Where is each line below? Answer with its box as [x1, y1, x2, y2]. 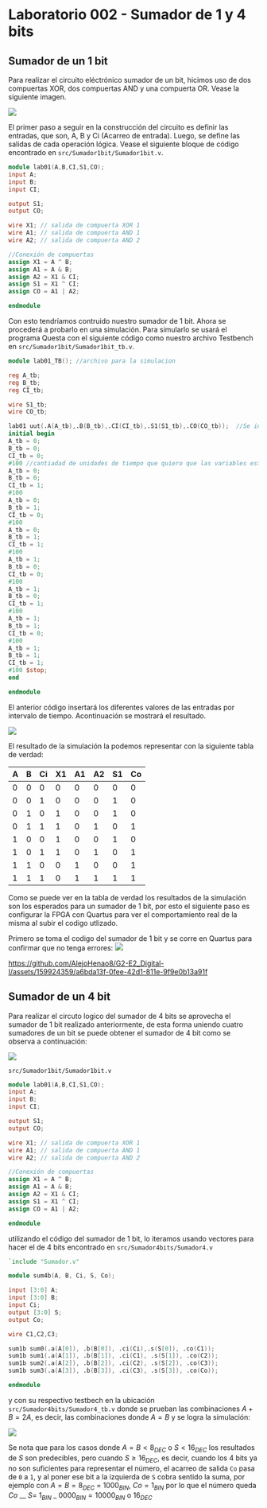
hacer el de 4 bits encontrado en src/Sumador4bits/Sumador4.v [8, 1242, 213, 1252]
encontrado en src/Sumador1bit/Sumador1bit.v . [8, 148, 164, 157]
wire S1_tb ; [8, 400, 48, 409]
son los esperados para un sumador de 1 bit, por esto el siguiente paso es [8, 901, 250, 911]
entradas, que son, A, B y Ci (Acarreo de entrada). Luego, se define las [8, 131, 241, 140]
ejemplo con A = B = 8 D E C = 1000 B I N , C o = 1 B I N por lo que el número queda [8, 1480, 257, 1492]
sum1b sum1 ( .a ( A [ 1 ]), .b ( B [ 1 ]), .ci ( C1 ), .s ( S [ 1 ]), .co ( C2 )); [8, 1352, 219, 1360]
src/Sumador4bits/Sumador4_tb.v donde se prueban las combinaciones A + [8, 1404, 253, 1413]
